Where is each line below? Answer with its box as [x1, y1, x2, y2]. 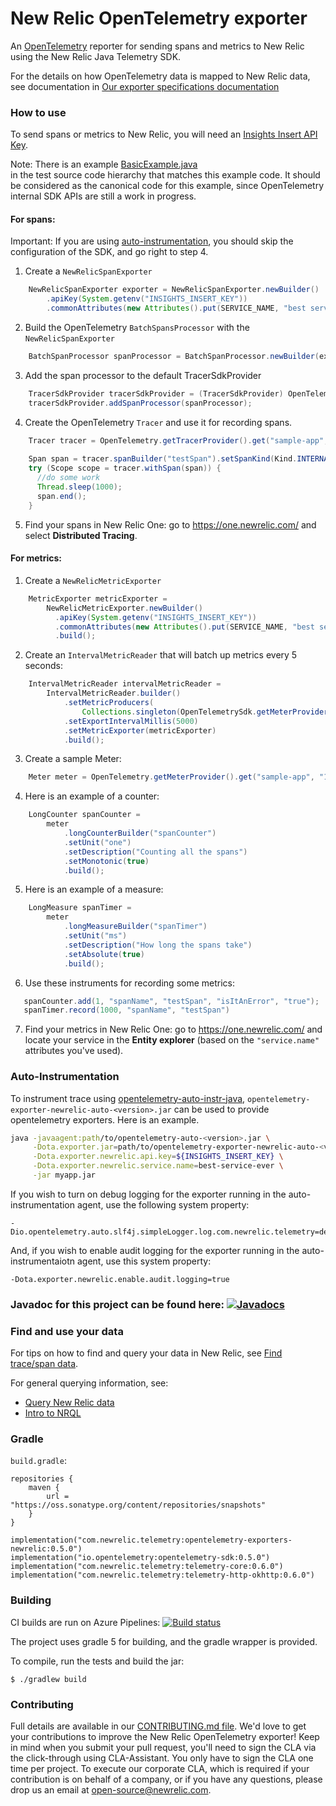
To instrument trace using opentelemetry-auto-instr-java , [10, 1092, 246, 1104]
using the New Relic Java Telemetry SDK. [10, 50, 182, 62]
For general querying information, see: [10, 1377, 169, 1389]
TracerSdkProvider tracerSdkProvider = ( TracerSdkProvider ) [28, 388, 284, 399]
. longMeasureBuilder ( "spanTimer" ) [63, 922, 208, 932]
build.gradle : [10, 1455, 67, 1467]
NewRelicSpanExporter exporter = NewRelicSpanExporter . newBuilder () [28, 285, 320, 295]
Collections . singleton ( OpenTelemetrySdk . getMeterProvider [81, 707, 329, 717]
